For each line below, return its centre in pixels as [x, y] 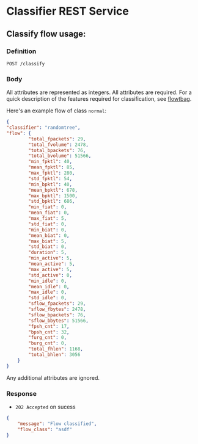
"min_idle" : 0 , [48, 281]
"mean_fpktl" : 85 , [52, 167]
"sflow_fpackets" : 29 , [57, 304]
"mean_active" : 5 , [52, 264]
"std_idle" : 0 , [48, 298]
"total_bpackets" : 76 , [57, 150]
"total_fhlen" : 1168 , [56, 349]
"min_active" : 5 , [50, 258]
